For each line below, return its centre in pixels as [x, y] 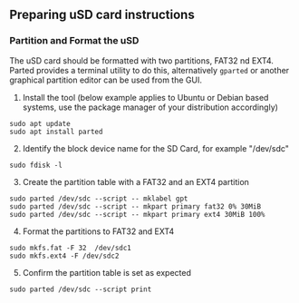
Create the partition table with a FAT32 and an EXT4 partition [135, 181]
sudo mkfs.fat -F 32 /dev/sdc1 [70, 248]
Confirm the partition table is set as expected [107, 272]
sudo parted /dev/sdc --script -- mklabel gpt [99, 199]
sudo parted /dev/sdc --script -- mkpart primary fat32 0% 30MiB [135, 206]
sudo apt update [40, 123]
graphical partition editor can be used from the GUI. [106, 80]
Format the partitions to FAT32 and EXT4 [98, 231]
